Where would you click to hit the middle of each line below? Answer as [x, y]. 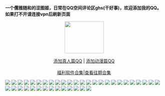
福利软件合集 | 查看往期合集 [84, 72]
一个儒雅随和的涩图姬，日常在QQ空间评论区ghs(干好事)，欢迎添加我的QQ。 [83, 8]
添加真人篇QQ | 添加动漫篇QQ [84, 61]
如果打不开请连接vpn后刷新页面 [38, 14]
